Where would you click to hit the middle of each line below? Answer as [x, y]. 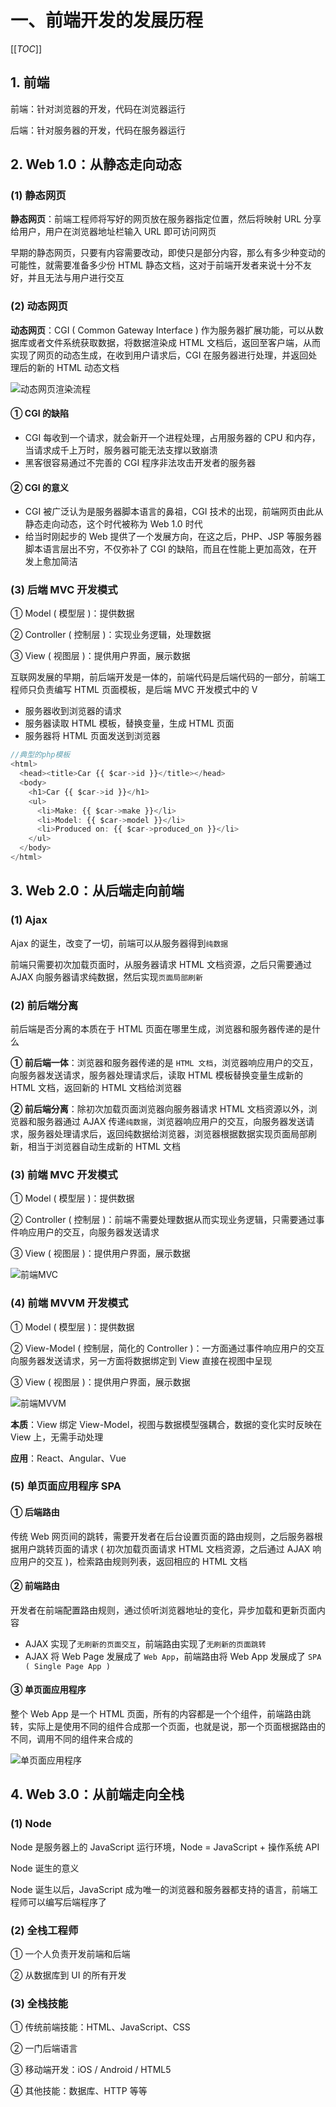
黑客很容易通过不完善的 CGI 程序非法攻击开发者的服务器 [140, 462]
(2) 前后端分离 [44, 1005]
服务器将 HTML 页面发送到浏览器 [92, 736]
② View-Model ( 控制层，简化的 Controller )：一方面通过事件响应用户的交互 [167, 1348]
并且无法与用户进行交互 [76, 278]
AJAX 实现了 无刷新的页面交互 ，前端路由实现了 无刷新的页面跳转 [145, 1643]
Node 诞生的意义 [45, 1868]
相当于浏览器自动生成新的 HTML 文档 [104, 1146]
